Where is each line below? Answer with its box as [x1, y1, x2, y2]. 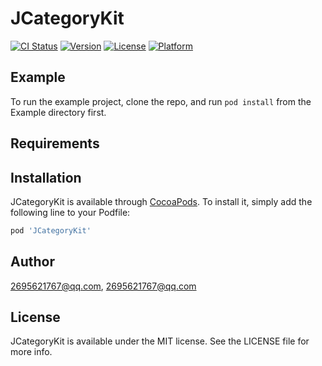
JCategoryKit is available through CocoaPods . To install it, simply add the [10, 195, 313, 207]
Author [10, 253, 55, 271]
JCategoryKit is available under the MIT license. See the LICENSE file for [10, 335, 310, 347]
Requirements [10, 135, 100, 152]
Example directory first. [10, 106, 107, 118]
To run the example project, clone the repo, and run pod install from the [10, 95, 312, 107]
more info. [10, 346, 53, 358]
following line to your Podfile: [10, 206, 131, 218]
